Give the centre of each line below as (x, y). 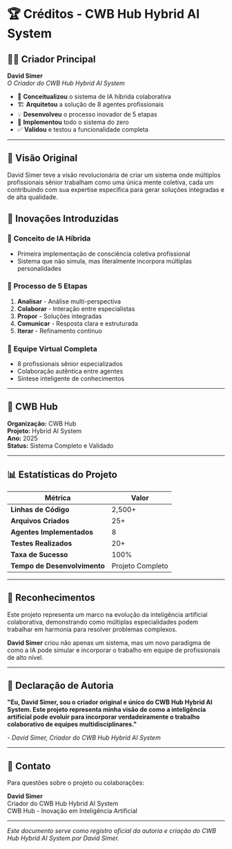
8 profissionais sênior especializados (70, 364)
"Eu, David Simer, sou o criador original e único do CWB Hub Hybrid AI (110, 702)
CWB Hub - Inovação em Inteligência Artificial (72, 811)
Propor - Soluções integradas (59, 316)
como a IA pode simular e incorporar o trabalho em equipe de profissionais (114, 650)
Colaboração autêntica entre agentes (70, 371)
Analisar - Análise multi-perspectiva (69, 301)
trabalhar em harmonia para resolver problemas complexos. (92, 629)
